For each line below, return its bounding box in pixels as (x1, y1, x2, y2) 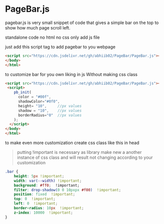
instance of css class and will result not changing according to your (17, 154, 153, 160)
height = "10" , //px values (18, 103, 82, 108)
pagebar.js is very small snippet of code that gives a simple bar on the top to (5, 20, 159, 25)
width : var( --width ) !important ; (14, 178, 82, 183)
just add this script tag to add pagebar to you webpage (5, 44, 116, 50)
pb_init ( (14, 90, 32, 95)
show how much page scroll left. (5, 25, 71, 30)
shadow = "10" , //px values (18, 108, 82, 113)
